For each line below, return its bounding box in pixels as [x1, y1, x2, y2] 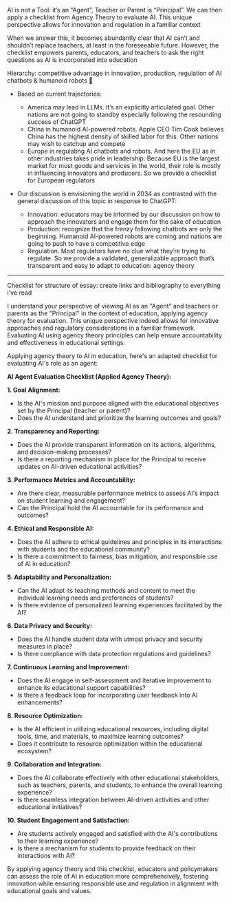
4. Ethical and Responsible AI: [7, 525, 94, 532]
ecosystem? [16, 747, 52, 755]
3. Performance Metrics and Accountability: [7, 476, 135, 484]
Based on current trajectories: [16, 90, 102, 98]
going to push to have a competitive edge [27, 240, 146, 247]
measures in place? [16, 642, 73, 650]
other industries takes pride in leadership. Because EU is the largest [27, 154, 220, 162]
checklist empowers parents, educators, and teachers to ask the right [7, 48, 204, 56]
